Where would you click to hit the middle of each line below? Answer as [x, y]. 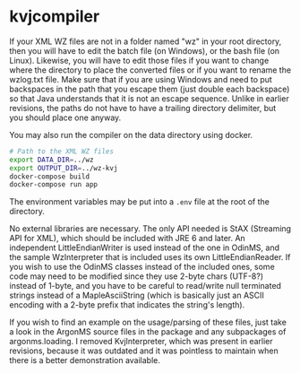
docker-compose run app [54, 185]
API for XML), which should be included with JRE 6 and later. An [128, 239]
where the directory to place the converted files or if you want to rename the [150, 70]
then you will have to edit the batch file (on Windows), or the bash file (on [145, 50]
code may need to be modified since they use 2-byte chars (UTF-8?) [137, 276]
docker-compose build [50, 177]
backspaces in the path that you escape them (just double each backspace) [150, 89]
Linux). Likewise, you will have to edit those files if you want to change [139, 60]
